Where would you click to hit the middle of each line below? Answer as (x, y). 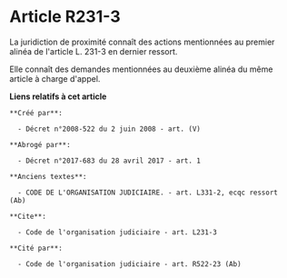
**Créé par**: (36, 113)
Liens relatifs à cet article (58, 96)
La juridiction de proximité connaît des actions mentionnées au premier (142, 42)
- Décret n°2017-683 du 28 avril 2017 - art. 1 (109, 161)
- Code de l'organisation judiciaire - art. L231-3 (118, 232)
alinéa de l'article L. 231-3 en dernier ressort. (94, 51)
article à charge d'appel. (55, 78)
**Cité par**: (36, 248)
